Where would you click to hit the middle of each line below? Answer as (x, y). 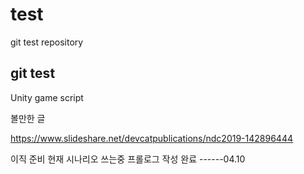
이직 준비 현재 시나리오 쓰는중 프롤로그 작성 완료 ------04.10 (128, 159)
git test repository (47, 42)
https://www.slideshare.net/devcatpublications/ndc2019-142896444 (151, 138)
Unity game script (47, 97)
